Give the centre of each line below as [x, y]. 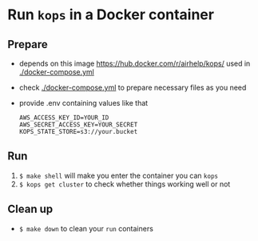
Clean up [30, 209]
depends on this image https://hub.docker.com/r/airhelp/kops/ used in [135, 63]
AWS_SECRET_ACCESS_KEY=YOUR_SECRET [78, 125]
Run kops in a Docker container [111, 15]
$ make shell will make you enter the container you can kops [119, 175]
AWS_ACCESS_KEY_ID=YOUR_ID [64, 118]
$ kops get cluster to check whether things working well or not [125, 184]
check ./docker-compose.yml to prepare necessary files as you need [133, 87]
